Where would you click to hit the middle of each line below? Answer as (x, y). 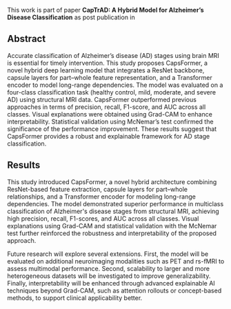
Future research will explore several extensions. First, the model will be (108, 254)
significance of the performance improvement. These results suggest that (112, 129)
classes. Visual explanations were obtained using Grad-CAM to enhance (110, 114)
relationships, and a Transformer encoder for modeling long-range (102, 197)
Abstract (27, 39)
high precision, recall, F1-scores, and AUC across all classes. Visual (103, 218)
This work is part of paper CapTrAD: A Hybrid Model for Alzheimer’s (106, 10)
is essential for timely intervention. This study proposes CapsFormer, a (108, 63)
